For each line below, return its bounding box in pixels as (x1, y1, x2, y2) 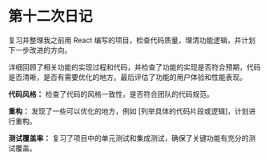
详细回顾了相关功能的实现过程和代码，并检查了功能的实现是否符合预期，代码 (8, 62, 261, 72)
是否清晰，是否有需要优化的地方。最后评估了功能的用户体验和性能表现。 (8, 72, 247, 82)
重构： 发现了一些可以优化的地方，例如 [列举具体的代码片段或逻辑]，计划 (8, 106, 250, 116)
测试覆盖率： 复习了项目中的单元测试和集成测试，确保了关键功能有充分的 (8, 133, 249, 142)
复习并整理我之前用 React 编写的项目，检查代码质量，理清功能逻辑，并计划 (8, 35, 256, 45)
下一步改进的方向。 (8, 45, 72, 54)
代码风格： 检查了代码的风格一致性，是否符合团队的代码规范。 (8, 89, 214, 98)
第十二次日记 (8, 7, 94, 26)
